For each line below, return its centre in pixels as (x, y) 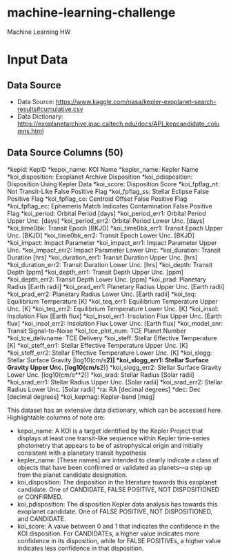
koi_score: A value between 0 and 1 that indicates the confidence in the (118, 526)
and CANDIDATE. (42, 518)
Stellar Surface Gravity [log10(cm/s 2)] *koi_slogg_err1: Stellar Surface (108, 360)
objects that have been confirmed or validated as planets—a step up (114, 467)
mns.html (30, 131)
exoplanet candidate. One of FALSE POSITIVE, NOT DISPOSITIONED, (115, 511)
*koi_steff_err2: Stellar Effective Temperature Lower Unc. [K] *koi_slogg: (110, 353)
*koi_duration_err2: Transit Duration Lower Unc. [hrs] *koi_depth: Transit (110, 264)
